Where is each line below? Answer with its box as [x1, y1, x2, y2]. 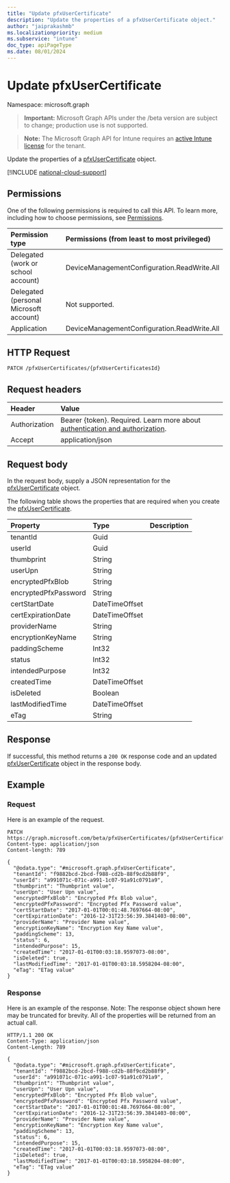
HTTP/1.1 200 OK [7, 1032, 53, 1038]
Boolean [92, 688, 120, 698]
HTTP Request [7, 347, 71, 358]
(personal [10, 295, 42, 305]
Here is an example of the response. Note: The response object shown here [7, 1003, 221, 1012]
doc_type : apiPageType [7, 42, 72, 49]
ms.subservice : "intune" [7, 36, 78, 42]
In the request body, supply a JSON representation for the [7, 477, 171, 485]
